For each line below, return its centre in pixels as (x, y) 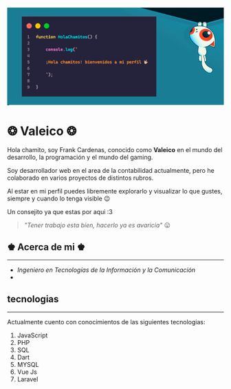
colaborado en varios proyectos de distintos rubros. (80, 178)
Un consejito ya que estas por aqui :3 (60, 212)
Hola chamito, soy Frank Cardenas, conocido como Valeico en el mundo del (115, 150)
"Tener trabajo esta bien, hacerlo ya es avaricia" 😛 (97, 225)
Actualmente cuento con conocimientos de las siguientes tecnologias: (106, 322)
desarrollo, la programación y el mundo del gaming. (80, 157)
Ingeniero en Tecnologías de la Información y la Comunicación (106, 270)
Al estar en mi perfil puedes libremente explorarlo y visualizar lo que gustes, (115, 191)
